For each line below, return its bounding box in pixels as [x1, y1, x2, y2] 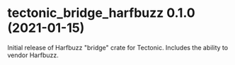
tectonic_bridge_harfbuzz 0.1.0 [7, 5, 196, 21]
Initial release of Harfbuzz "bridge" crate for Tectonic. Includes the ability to [7, 43, 229, 52]
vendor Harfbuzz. [7, 51, 59, 59]
